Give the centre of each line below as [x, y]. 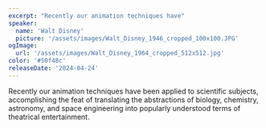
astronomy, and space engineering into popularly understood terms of [125, 108]
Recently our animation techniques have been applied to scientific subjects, [133, 91]
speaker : [23, 23]
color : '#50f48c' [37, 61]
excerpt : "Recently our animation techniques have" [96, 16]
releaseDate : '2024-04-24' [53, 68]
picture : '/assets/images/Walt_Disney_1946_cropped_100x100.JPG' [127, 38]
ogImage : [23, 46]
